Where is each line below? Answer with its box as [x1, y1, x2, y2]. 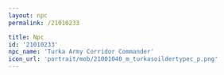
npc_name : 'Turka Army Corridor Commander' [8, 48, 155, 56]
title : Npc [8, 33, 44, 41]
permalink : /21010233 [8, 19, 80, 27]
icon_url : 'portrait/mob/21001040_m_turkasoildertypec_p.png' [8, 55, 218, 63]
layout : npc [8, 11, 48, 20]
